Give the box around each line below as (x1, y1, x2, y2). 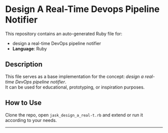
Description (5, 60, 42, 68)
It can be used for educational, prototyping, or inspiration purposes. (5, 84, 145, 90)
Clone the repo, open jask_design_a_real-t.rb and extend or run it (5, 111, 143, 118)
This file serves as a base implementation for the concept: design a (5, 73, 144, 79)
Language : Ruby (12, 45, 47, 51)
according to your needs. (5, 117, 57, 123)
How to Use (5, 98, 42, 107)
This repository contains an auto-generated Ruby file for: (5, 30, 122, 36)
